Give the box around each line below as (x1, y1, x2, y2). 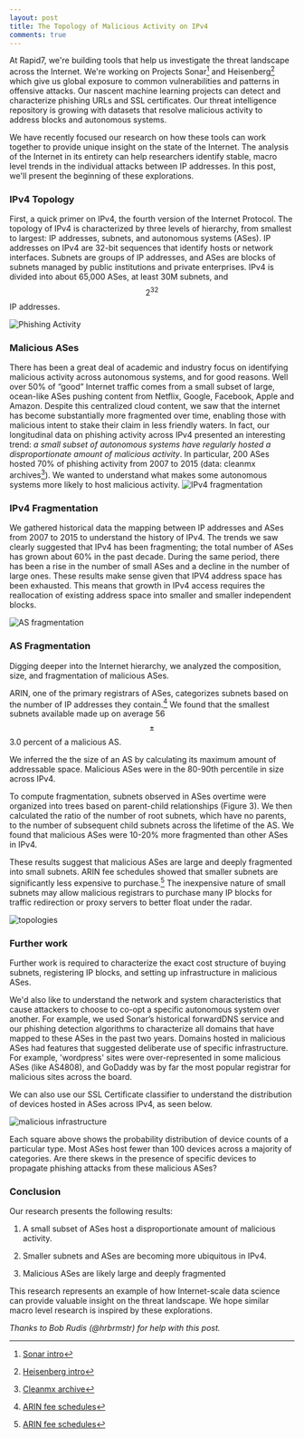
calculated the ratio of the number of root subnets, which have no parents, (9, 811, 287, 821)
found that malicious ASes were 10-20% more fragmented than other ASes (9, 830, 289, 840)
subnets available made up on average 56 (9, 708, 166, 719)
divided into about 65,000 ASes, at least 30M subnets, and (9, 271, 229, 282)
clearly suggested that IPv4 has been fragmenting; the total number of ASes (9, 541, 294, 553)
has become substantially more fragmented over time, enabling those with (9, 410, 287, 422)
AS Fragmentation (9, 640, 91, 653)
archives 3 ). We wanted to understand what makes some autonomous (9, 468, 268, 481)
